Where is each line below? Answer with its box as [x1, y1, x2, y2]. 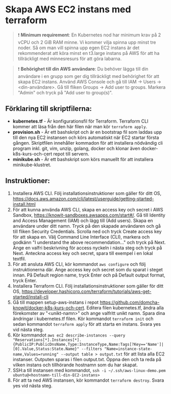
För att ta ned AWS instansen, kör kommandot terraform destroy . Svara [12, 377, 164, 383]
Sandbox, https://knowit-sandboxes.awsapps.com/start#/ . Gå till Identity [12, 212, 166, 218]
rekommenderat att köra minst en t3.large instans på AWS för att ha [17, 50, 160, 56]
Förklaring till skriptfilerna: [5, 104, 92, 113]
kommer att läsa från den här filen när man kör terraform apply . [12, 123, 148, 129]
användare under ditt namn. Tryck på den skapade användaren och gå [12, 223, 161, 229]
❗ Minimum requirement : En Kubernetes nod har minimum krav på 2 [17, 32, 161, 38]
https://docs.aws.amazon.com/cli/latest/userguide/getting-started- [12, 195, 154, 202]
